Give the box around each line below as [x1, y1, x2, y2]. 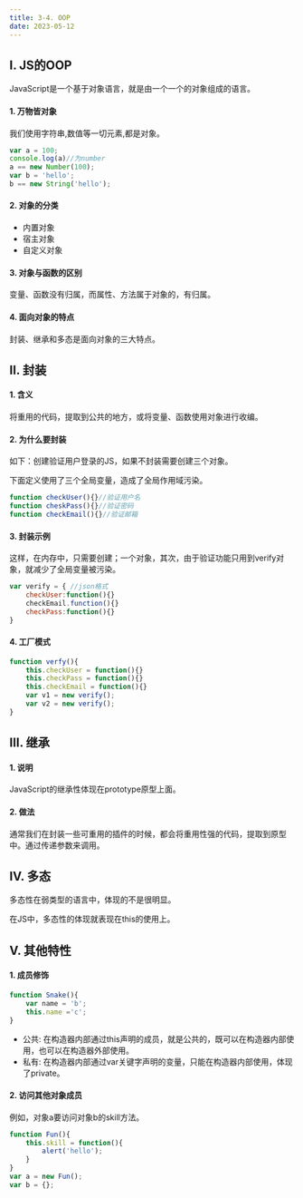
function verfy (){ [9, 657, 79, 667]
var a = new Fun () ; [9, 1172, 83, 1182]
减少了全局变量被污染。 [33, 564, 120, 575]
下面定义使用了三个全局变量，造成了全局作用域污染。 [9, 475, 208, 486]
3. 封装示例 [9, 531, 52, 541]
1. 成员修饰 [9, 969, 50, 980]
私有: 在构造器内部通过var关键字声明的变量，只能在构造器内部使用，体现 [22, 1056, 293, 1067]
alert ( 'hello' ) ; [42, 1146, 103, 1156]
